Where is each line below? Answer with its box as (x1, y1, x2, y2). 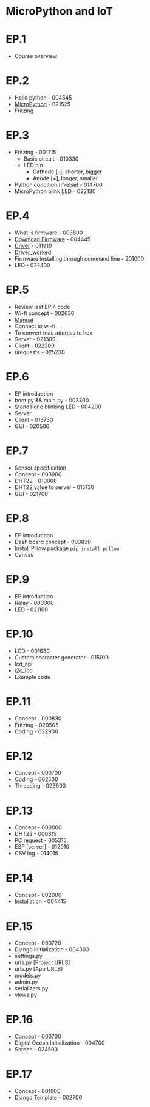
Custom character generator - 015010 (14, 653, 109, 661)
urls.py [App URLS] (14, 965, 63, 973)
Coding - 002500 (14, 775, 58, 783)
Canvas (14, 551, 34, 558)
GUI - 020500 (14, 423, 50, 430)
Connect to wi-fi (14, 322, 56, 330)
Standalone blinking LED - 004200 (14, 403, 101, 410)
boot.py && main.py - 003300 (14, 396, 89, 404)
